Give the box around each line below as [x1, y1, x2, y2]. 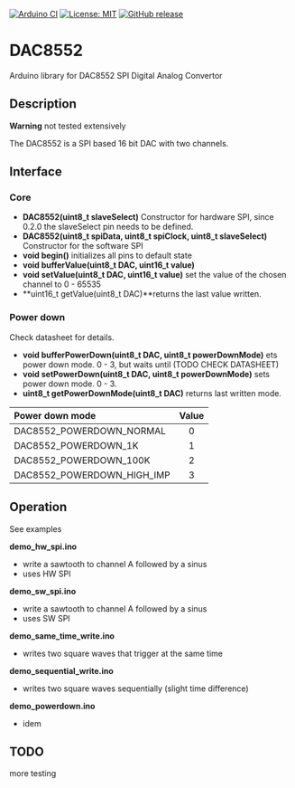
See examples [9, 523, 62, 534]
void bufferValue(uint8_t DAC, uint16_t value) [22, 260, 196, 271]
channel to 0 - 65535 [22, 279, 102, 290]
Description [9, 96, 77, 112]
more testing [9, 768, 57, 779]
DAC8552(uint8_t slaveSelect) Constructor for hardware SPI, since [22, 212, 274, 223]
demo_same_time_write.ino [9, 630, 115, 641]
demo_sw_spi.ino [9, 585, 77, 596]
